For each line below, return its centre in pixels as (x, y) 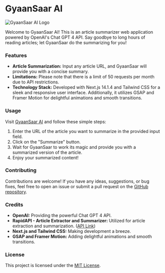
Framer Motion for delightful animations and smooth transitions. (77, 98)
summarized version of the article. (47, 152)
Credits (14, 205)
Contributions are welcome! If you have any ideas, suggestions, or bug (77, 181)
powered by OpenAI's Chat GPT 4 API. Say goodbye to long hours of (75, 37)
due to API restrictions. (36, 82)
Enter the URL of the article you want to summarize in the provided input (86, 131)
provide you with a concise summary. (51, 71)
